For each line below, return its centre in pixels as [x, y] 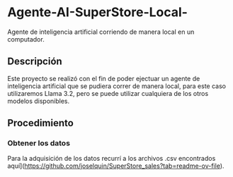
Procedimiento [41, 123]
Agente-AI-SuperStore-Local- [97, 12]
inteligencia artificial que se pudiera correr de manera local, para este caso [117, 86]
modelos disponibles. [39, 101]
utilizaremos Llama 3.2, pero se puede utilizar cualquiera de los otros [108, 93]
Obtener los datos [39, 143]
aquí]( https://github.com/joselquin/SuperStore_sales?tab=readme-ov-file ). [116, 166]
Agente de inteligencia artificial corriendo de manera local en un [101, 32]
